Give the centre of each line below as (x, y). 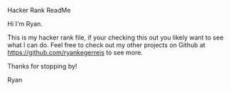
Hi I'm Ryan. (25, 24)
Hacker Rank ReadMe (39, 10)
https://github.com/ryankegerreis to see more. (75, 53)
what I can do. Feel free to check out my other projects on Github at (107, 45)
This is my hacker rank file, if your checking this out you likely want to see (116, 37)
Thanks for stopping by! (42, 66)
